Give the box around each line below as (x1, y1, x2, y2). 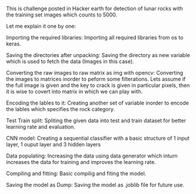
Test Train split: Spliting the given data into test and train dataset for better (6, 117, 187, 124)
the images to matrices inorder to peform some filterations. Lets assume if (6, 76, 186, 82)
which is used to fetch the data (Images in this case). (6, 58, 134, 65)
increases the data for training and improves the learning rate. (6, 159, 156, 165)
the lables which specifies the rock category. (6, 106, 115, 112)
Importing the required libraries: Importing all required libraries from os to (6, 34, 184, 41)
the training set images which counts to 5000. (6, 11, 118, 18)
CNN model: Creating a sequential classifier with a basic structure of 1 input (6, 135, 190, 142)
